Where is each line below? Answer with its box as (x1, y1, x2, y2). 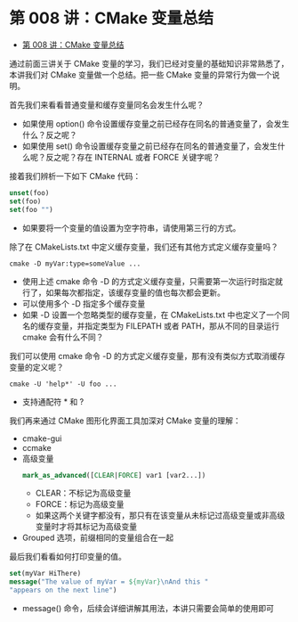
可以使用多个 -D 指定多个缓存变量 (21, 298, 146, 308)
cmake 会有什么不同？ (21, 331, 104, 342)
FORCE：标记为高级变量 (35, 499, 125, 510)
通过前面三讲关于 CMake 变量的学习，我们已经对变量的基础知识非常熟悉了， (9, 58, 289, 69)
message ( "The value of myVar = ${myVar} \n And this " (9, 577, 209, 586)
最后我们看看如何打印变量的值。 (9, 552, 126, 562)
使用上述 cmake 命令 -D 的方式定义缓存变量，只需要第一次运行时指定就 (21, 275, 283, 286)
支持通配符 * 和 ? (21, 396, 85, 406)
